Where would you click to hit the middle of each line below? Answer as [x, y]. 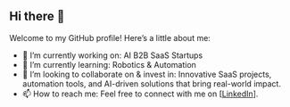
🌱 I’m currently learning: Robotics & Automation [109, 64]
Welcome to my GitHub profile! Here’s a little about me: [110, 37]
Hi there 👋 [37, 16]
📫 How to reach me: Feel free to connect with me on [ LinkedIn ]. [140, 94]
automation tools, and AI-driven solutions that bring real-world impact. [151, 83]
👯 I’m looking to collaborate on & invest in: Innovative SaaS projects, [147, 74]
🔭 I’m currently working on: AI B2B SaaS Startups [112, 55]
